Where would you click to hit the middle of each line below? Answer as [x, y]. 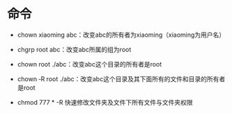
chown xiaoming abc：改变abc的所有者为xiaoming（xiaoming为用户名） [121, 35]
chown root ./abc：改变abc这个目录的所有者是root [90, 64]
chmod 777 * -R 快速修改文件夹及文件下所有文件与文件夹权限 [105, 102]
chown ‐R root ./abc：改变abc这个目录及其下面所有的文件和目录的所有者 [121, 79]
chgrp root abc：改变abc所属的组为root [74, 49]
